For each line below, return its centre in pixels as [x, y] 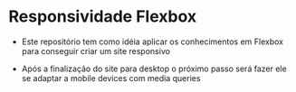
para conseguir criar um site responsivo [96, 51]
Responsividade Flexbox [103, 17]
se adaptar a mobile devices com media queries [111, 78]
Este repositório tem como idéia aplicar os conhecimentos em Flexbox [153, 41]
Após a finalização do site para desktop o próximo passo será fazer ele [154, 69]
